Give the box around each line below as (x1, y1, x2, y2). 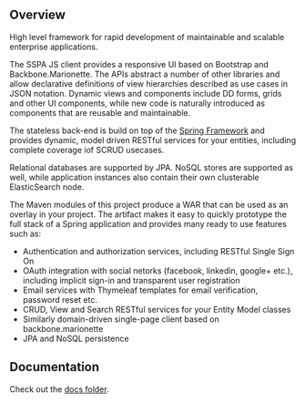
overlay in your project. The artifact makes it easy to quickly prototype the (9, 209, 287, 220)
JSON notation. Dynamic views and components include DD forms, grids (9, 88, 282, 98)
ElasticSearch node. (9, 181, 85, 192)
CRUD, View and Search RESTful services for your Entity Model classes (22, 304, 291, 315)
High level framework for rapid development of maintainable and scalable (9, 31, 285, 42)
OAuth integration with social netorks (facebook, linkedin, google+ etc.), (22, 264, 293, 276)
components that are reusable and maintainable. (9, 107, 191, 118)
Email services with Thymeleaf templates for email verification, (22, 284, 259, 295)
